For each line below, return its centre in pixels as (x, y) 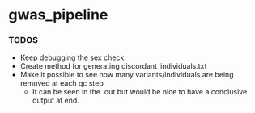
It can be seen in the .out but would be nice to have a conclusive (140, 92)
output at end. (55, 100)
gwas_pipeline (58, 15)
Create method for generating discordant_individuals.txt (113, 66)
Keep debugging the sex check (72, 57)
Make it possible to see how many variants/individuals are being (127, 75)
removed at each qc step (62, 83)
